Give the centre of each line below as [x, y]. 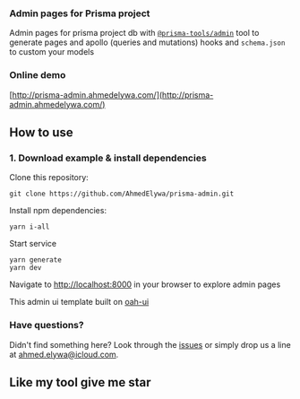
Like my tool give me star [80, 382]
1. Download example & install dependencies [108, 158]
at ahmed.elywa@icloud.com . [64, 354]
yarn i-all [30, 227]
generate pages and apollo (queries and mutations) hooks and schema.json [147, 42]
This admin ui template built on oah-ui [79, 302]
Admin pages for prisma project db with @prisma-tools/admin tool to [134, 33]
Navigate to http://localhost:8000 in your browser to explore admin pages [145, 284]
